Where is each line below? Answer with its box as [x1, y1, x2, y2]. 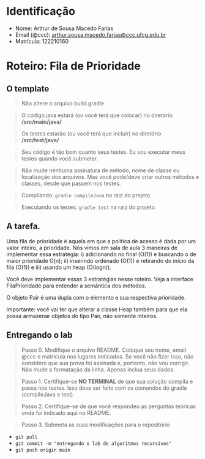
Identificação [6, 4, 75, 18]
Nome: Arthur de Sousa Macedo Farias [15, 25, 114, 32]
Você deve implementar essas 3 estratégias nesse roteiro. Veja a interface [6, 275, 194, 283]
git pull [15, 434, 38, 440]
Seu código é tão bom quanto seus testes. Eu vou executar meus [21, 148, 185, 156]
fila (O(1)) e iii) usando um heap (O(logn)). [6, 264, 111, 271]
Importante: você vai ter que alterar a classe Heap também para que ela [6, 305, 188, 313]
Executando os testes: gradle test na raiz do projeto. [21, 203, 157, 211]
